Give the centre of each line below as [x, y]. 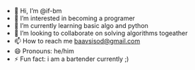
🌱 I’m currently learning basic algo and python [81, 26]
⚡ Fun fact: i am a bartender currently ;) [71, 59]
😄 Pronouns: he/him [44, 51]
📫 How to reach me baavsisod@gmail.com [77, 41]
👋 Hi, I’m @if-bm [38, 11]
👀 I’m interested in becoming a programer [75, 18]
